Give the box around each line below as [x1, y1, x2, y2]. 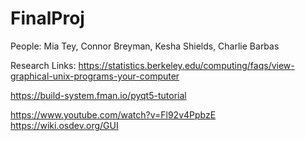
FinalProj [10, 7, 85, 30]
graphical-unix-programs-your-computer [10, 70, 180, 82]
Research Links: [10, 59, 77, 71]
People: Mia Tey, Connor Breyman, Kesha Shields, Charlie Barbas [10, 40, 280, 52]
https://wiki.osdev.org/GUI [10, 119, 119, 131]
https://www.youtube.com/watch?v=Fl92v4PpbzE [10, 108, 217, 121]
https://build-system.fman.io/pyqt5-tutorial [10, 89, 187, 101]
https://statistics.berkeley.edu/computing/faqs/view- [78, 59, 295, 71]
